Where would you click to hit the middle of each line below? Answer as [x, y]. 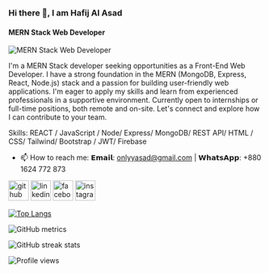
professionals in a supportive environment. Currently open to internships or [133, 100]
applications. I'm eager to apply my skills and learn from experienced [123, 91]
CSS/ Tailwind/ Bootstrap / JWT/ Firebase [78, 141]
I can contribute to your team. [58, 117]
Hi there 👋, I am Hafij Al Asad [65, 13]
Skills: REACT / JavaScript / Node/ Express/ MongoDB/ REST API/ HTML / [131, 133]
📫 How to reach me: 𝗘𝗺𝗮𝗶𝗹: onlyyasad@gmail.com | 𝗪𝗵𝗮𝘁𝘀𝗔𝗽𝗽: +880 [141, 157]
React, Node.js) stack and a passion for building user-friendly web [119, 83]
